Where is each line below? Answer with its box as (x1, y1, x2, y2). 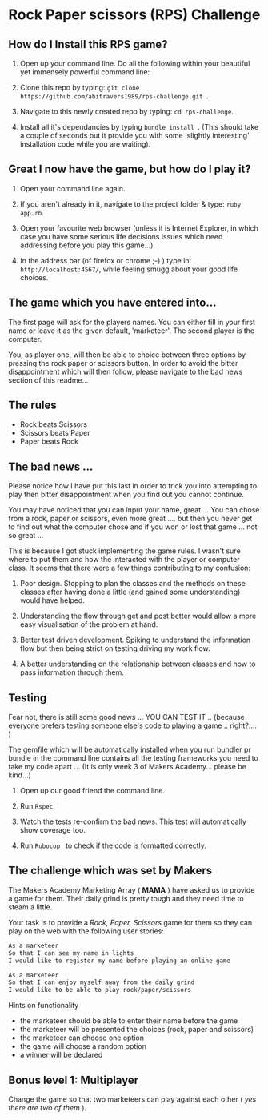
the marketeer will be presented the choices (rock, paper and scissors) (19, 1025, 254, 1034)
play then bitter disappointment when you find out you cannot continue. (8, 490, 245, 500)
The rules (8, 399, 58, 412)
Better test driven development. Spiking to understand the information (19, 635, 251, 645)
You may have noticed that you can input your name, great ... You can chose (8, 505, 260, 515)
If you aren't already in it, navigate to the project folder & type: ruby (19, 199, 242, 209)
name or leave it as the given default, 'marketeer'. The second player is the (8, 326, 254, 335)
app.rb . (19, 207, 44, 217)
